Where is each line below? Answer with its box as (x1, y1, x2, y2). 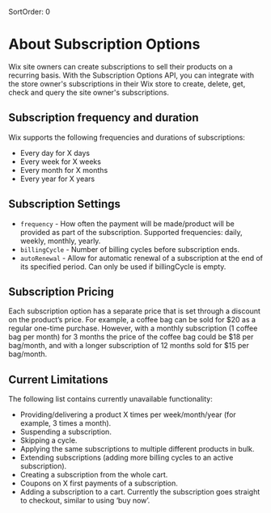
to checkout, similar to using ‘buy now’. (19, 496, 150, 506)
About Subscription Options (8, 36, 201, 53)
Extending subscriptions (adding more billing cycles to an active (19, 452, 234, 463)
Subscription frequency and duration (8, 111, 200, 124)
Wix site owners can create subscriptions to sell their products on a (8, 61, 233, 71)
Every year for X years (19, 174, 95, 183)
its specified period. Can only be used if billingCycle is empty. (19, 262, 227, 271)
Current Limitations (8, 372, 109, 386)
